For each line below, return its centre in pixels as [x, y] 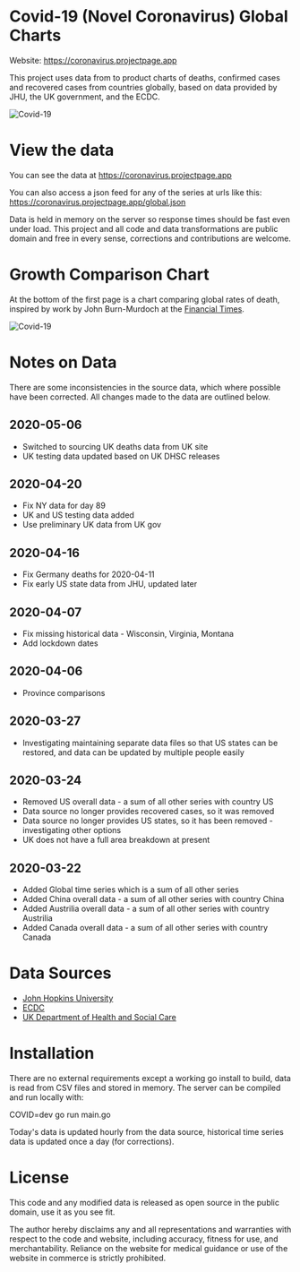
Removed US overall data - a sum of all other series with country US [148, 802]
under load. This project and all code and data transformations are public [144, 228]
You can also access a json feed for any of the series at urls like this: [136, 192]
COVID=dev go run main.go [60, 1115]
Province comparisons [64, 692]
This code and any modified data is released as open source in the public [145, 1203]
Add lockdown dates [60, 643]
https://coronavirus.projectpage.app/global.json [98, 202]
